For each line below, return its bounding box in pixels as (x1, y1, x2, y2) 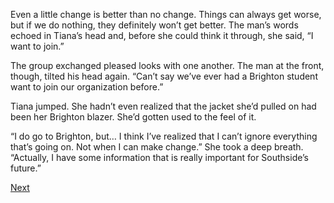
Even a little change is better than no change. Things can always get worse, (10, 9, 322, 20)
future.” (10, 162, 42, 174)
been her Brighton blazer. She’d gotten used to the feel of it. (10, 111, 257, 123)
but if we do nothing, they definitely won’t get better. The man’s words (10, 19, 299, 31)
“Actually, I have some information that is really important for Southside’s (10, 152, 310, 163)
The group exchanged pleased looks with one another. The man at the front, (10, 60, 325, 71)
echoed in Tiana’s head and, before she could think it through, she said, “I (10, 30, 314, 41)
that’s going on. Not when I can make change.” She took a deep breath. (10, 141, 304, 153)
